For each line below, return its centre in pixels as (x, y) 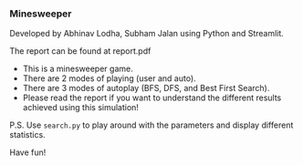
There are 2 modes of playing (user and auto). (109, 78)
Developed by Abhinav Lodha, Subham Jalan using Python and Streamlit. (147, 34)
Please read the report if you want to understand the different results (152, 98)
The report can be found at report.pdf (80, 51)
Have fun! (28, 152)
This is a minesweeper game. (78, 69)
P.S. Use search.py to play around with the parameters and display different (151, 125)
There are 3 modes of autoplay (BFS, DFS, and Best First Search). (146, 88)
